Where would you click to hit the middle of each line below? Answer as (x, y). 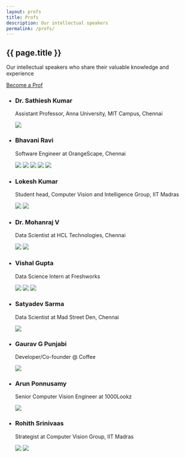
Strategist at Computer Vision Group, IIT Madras (74, 436)
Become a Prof (25, 85)
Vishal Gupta (34, 263)
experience (20, 74)
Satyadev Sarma (40, 304)
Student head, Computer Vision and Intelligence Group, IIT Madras (97, 194)
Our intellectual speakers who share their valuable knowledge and (88, 67)
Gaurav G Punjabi (41, 344)
